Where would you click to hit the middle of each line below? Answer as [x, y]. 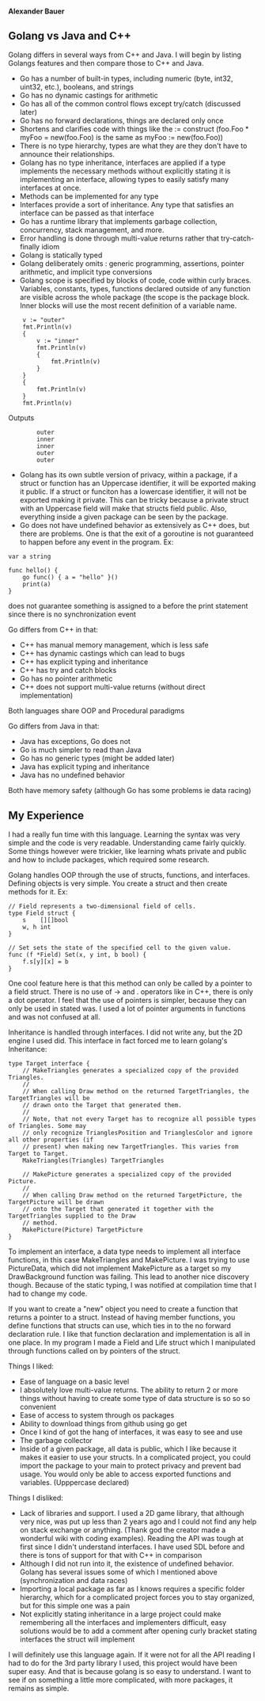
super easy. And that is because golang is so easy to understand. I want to [130, 1672]
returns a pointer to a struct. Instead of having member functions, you [122, 1317]
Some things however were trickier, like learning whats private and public [127, 852]
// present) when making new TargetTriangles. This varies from [131, 1147]
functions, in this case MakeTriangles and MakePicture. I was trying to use [129, 1260]
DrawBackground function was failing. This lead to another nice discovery [129, 1277]
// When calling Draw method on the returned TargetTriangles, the [136, 1092]
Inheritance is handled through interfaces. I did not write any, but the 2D [125, 1032]
